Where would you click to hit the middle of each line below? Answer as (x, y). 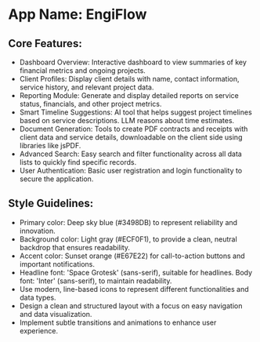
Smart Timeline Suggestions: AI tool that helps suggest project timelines (135, 112)
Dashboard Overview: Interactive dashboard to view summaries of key (133, 62)
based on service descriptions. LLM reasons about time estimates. (127, 120)
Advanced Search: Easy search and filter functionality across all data (131, 154)
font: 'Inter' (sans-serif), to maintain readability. (96, 281)
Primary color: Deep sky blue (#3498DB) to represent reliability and (128, 222)
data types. (38, 297)
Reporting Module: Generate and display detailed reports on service (129, 95)
